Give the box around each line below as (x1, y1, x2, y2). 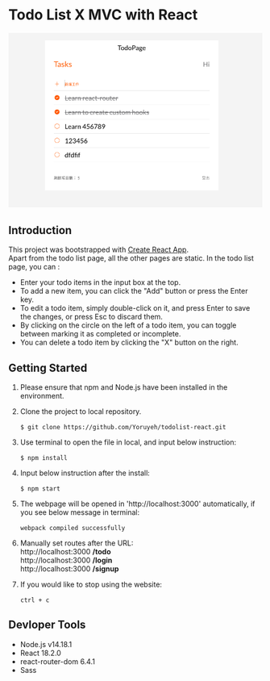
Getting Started (8, 361, 88, 374)
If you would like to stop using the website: (19, 579, 163, 590)
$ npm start (19, 485, 60, 493)
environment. (19, 391, 64, 401)
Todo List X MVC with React (8, 6, 198, 24)
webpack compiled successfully (19, 524, 126, 533)
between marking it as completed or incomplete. (19, 329, 181, 339)
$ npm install (19, 454, 68, 462)
